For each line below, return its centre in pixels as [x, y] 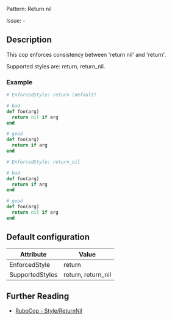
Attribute [34, 254]
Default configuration [48, 237]
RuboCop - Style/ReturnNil [48, 311]
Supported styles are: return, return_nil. [56, 66]
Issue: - [16, 20]
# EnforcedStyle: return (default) [52, 95]
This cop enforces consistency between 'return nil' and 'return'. [86, 54]
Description [29, 40]
